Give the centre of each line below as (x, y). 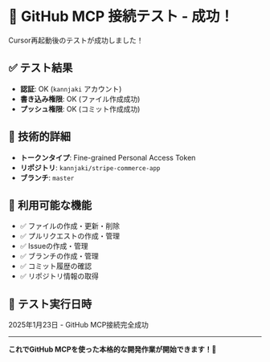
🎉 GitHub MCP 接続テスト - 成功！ (121, 16)
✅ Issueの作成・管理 (54, 246)
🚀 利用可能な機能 (50, 205)
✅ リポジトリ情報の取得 (59, 276)
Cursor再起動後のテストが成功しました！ (76, 40)
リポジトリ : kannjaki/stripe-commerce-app (90, 167)
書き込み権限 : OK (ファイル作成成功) (80, 99)
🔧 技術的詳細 (39, 137)
